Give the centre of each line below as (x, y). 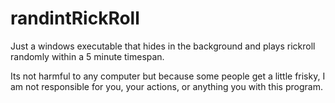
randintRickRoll (75, 18)
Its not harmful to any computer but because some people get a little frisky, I (168, 76)
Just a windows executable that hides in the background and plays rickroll (163, 46)
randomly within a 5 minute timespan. (87, 56)
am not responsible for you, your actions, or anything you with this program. (166, 86)
